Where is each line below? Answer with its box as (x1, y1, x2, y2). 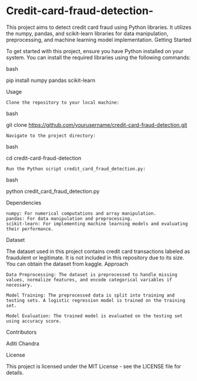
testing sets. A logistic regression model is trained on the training (6, 297, 185, 303)
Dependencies (6, 199, 42, 206)
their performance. (6, 226, 54, 232)
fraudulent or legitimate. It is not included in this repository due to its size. (6, 254, 185, 261)
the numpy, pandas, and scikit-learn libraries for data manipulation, (6, 29, 169, 37)
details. (6, 369, 24, 376)
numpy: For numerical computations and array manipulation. (6, 211, 157, 216)
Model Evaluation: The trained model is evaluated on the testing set (6, 313, 183, 319)
